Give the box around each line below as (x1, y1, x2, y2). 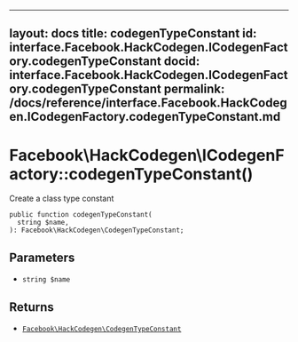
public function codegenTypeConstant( (9, 211, 153, 219)
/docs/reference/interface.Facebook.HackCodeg (9, 95, 287, 111)
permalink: (163, 82, 225, 97)
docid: (163, 54, 200, 69)
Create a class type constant (9, 193, 114, 204)
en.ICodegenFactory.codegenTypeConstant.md (9, 109, 281, 124)
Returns (9, 299, 55, 314)
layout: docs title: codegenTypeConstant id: (9, 26, 257, 41)
